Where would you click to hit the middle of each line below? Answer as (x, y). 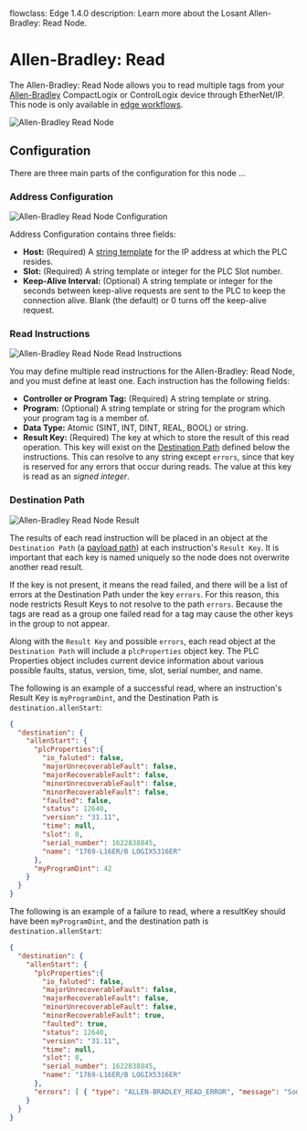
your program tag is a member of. (86, 418)
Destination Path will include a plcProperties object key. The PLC (134, 650)
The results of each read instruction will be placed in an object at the (138, 537)
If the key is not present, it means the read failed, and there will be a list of (148, 585)
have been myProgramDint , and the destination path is (109, 921)
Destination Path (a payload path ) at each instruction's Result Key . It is (144, 547)
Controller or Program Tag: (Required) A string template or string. (147, 399)
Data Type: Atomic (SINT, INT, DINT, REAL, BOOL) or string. (135, 428)
